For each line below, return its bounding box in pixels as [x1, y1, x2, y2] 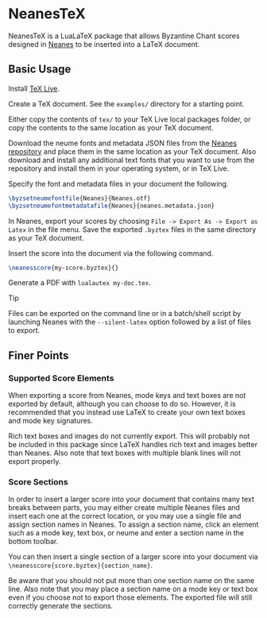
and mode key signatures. [8, 416, 94, 426]
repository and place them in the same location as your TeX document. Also [8, 146, 257, 156]
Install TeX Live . [8, 83, 60, 93]
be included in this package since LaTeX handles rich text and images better [8, 440, 258, 450]
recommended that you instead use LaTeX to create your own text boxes [8, 407, 246, 417]
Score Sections [8, 476, 69, 487]
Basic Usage [8, 63, 72, 76]
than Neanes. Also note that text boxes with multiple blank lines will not [8, 448, 241, 458]
